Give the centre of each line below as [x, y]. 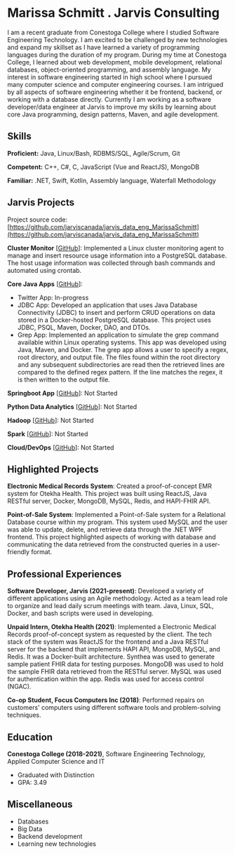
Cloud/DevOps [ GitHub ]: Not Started [61, 447]
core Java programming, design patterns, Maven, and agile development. [113, 114]
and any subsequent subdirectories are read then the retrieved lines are [121, 364]
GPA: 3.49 [32, 782]
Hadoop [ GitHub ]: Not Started [51, 420]
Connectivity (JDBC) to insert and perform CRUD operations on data [116, 312]
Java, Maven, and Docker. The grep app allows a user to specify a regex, [123, 349]
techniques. [24, 715]
